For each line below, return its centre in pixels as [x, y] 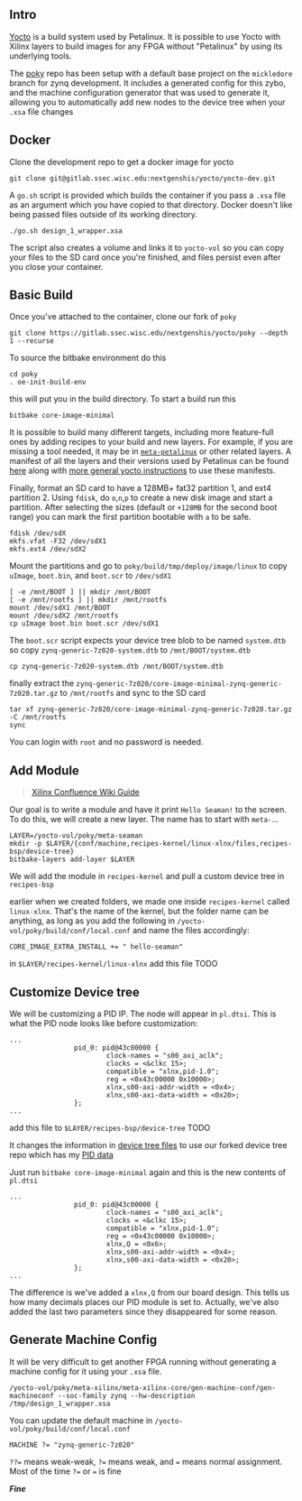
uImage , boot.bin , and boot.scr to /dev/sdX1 [91, 576]
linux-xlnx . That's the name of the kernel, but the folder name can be [139, 912]
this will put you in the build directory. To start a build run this [123, 399]
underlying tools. [41, 56]
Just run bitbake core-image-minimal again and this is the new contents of [148, 1172]
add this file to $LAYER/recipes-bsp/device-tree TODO [110, 1128]
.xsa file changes [41, 111]
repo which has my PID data [62, 1155]
